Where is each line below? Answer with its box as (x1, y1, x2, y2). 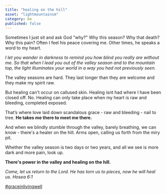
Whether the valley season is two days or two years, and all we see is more (5, 144, 159, 151)
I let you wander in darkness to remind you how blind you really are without (5, 55, 160, 61)
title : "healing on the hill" (5, 7, 68, 12)
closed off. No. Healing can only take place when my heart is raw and (5, 95, 147, 101)
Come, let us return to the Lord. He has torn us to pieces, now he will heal (5, 169, 156, 175)
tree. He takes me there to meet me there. (5, 115, 93, 121)
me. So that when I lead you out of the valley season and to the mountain (5, 60, 155, 66)
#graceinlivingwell (5, 184, 43, 190)
